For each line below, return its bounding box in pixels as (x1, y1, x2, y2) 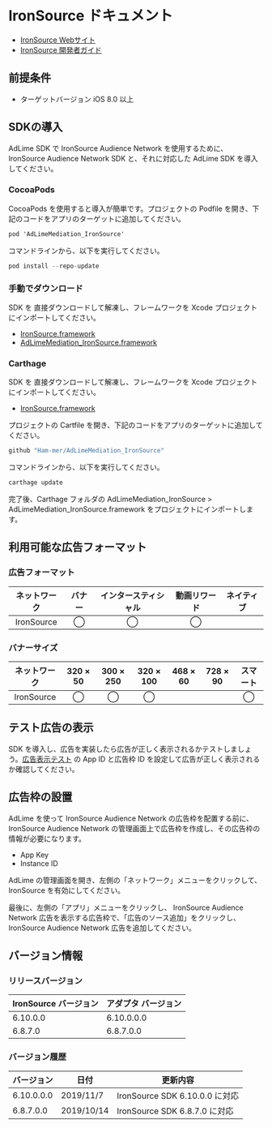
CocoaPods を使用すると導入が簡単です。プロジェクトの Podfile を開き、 (8, 204, 253, 213)
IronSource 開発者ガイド (19, 45, 103, 54)
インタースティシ (100, 590, 165, 601)
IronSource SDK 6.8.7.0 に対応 (117, 1105, 234, 1117)
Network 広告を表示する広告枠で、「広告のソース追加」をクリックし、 (8, 912, 240, 922)
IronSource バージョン (12, 998, 99, 1010)
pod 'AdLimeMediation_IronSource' (8, 229, 125, 238)
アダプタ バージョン (106, 998, 182, 1010)
